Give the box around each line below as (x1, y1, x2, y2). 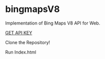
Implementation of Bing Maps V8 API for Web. (5, 20, 100, 26)
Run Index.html (5, 49, 37, 55)
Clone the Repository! (5, 39, 50, 45)
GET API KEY (5, 29, 33, 35)
